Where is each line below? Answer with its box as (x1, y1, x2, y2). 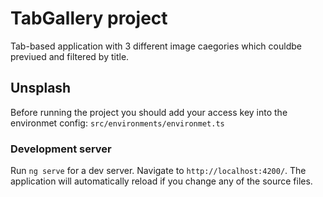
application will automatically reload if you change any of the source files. (10, 175, 313, 187)
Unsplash (10, 80, 72, 97)
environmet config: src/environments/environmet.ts (10, 117, 225, 129)
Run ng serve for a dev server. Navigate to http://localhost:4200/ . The (10, 165, 307, 177)
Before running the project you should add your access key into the (10, 106, 288, 118)
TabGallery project (10, 7, 168, 30)
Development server (10, 142, 112, 156)
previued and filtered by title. (10, 50, 130, 62)
